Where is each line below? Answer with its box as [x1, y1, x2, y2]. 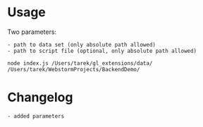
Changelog [7, 90, 73, 106]
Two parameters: [7, 28, 57, 36]
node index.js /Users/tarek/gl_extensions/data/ [7, 59, 153, 67]
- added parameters [7, 112, 65, 120]
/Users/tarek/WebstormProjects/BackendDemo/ [7, 66, 140, 73]
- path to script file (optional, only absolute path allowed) [7, 47, 197, 54]
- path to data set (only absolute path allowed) [7, 41, 156, 48]
